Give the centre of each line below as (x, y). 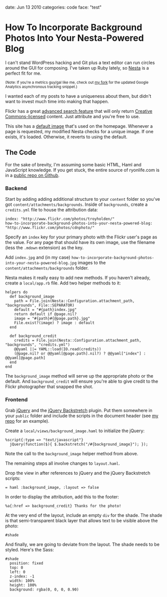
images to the (92, 263)
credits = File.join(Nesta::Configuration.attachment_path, (78, 341)
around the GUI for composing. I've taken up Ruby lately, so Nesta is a (77, 68)
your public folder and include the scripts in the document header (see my (82, 416)
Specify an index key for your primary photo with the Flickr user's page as (81, 237)
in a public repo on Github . (32, 175)
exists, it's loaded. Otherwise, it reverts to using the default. (66, 137)
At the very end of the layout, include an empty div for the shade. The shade (84, 515)
